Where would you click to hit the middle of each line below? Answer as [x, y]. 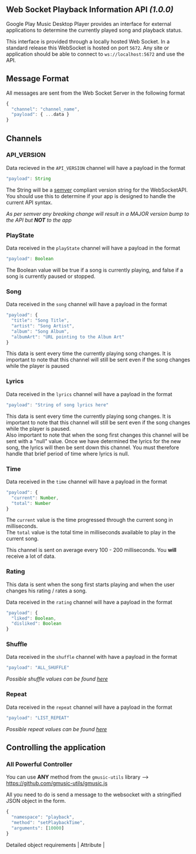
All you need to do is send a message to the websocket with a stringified [94, 795]
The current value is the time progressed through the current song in [89, 520]
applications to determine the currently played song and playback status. [94, 30]
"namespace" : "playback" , [43, 817]
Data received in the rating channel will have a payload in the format [89, 602]
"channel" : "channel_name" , [46, 109]
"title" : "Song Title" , [40, 321]
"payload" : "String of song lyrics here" [58, 405]
